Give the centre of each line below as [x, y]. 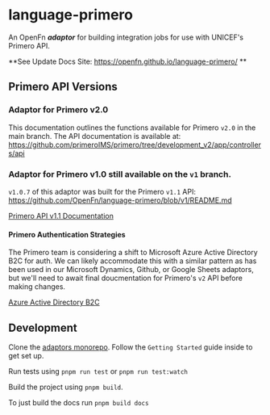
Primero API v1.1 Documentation [61, 216]
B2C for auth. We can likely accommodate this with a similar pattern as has [133, 261]
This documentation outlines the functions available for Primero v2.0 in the [132, 128]
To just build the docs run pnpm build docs [79, 402]
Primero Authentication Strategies [67, 234]
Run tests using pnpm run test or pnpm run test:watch [98, 371]
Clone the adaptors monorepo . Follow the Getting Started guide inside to [131, 347]
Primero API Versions [63, 87]
